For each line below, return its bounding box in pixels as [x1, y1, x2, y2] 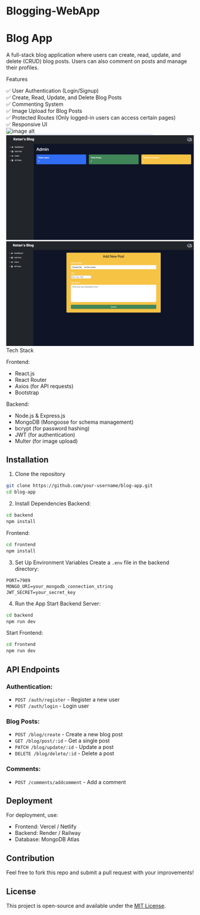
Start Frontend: [6, 629, 43, 636]
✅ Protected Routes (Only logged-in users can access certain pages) [6, 114, 176, 121]
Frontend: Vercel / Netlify [14, 823, 77, 830]
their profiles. [6, 64, 39, 71]
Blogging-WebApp [6, 4, 100, 18]
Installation [6, 455, 49, 465]
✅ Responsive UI [6, 121, 48, 128]
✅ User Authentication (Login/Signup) [6, 87, 99, 94]
